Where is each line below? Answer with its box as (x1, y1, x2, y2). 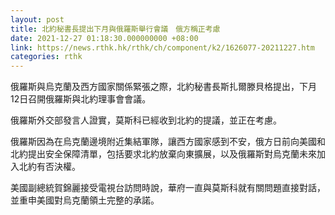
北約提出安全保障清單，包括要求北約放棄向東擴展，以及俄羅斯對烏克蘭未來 (10, 148, 317, 160)
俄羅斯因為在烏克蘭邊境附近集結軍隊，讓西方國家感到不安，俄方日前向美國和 (10, 136, 326, 148)
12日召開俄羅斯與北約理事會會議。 (10, 93, 152, 105)
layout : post (10, 14, 65, 25)
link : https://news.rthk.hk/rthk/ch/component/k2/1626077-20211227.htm (10, 42, 315, 53)
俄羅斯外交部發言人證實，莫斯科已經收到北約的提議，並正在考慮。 (10, 114, 282, 126)
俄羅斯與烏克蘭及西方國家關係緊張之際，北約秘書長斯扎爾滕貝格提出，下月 (10, 81, 317, 93)
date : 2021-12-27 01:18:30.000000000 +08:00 (10, 33, 199, 43)
